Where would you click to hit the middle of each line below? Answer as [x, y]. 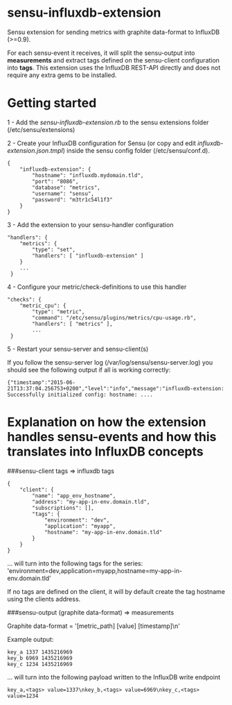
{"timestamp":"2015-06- [42, 382]
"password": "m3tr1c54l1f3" [72, 199]
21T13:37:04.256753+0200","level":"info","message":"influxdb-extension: [116, 388]
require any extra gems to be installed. [62, 75]
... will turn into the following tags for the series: [75, 563]
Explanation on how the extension [107, 422]
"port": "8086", [55, 181]
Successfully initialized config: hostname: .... [80, 395]
